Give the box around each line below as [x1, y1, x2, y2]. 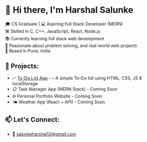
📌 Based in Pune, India [5, 47, 50, 53]
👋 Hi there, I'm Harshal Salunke [5, 4, 134, 16]
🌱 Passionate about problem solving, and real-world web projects [5, 43, 137, 48]
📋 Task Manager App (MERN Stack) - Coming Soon [12, 86, 118, 92]
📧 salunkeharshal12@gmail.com [12, 131, 76, 137]
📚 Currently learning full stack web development [5, 35, 104, 41]
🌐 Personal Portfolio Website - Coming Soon [12, 93, 102, 99]
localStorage [12, 80, 38, 86]
